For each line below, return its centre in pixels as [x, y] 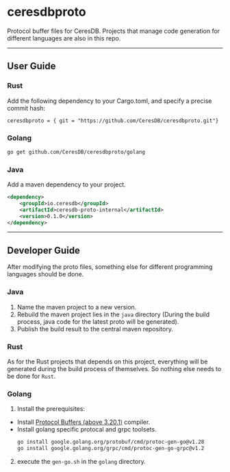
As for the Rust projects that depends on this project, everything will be [107, 362]
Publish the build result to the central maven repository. [95, 329]
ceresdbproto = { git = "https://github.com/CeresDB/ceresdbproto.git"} [113, 121]
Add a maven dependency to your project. [67, 185]
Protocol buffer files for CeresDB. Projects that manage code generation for [114, 31]
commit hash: [26, 108]
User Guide [31, 66]
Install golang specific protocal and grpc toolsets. [87, 429]
